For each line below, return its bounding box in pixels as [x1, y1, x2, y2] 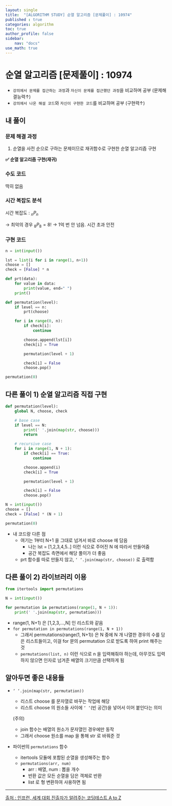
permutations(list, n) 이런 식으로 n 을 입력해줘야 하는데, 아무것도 [20, 650, 156, 657]
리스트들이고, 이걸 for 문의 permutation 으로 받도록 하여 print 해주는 [26, 638, 163, 644]
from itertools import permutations [5, 586, 83, 592]
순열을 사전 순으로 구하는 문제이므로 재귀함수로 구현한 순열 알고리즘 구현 [12, 145, 157, 151]
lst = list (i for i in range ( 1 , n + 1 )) [5, 257, 88, 263]
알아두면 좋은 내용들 [5, 673, 64, 682]
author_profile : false [5, 31, 54, 36]
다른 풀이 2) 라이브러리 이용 [5, 573, 87, 581]
